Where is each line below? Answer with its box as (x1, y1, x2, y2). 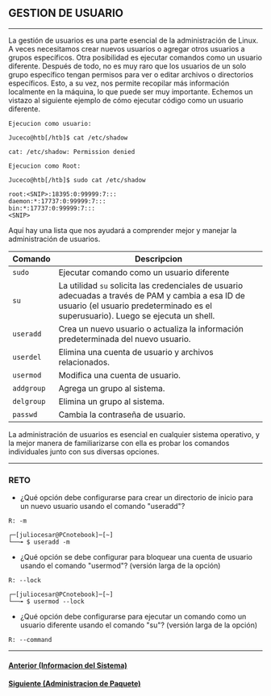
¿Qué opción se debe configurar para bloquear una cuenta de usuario (19, 552, 252, 562)
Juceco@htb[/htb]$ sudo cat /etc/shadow (8, 176, 147, 184)
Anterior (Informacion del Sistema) (8, 661, 127, 670)
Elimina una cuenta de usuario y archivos (58, 346, 214, 357)
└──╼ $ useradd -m (8, 538, 70, 547)
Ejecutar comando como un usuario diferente (58, 266, 230, 277)
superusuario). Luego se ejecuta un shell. (58, 310, 215, 321)
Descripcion (134, 253, 183, 265)
